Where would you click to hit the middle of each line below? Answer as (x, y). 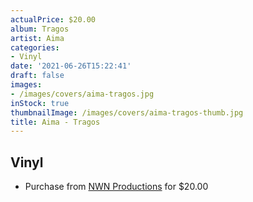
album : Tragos (40, 29)
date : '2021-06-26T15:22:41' (71, 66)
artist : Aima (37, 38)
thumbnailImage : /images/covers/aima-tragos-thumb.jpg (127, 112)
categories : (35, 47)
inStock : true (40, 103)
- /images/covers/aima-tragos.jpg (82, 94)
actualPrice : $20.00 (53, 19)
